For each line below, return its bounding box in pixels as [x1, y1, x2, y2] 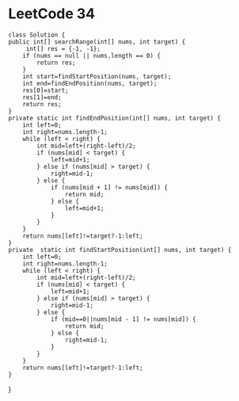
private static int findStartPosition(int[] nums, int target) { [8, 246, 232, 254]
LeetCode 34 [8, 5, 96, 23]
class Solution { [8, 31, 66, 39]
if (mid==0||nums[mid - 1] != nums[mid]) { [50, 315, 196, 323]
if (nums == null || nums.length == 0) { [22, 52, 161, 59]
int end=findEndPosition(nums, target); [22, 79, 157, 87]
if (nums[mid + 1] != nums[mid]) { [50, 183, 169, 191]
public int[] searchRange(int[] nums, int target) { [8, 37, 186, 46]
